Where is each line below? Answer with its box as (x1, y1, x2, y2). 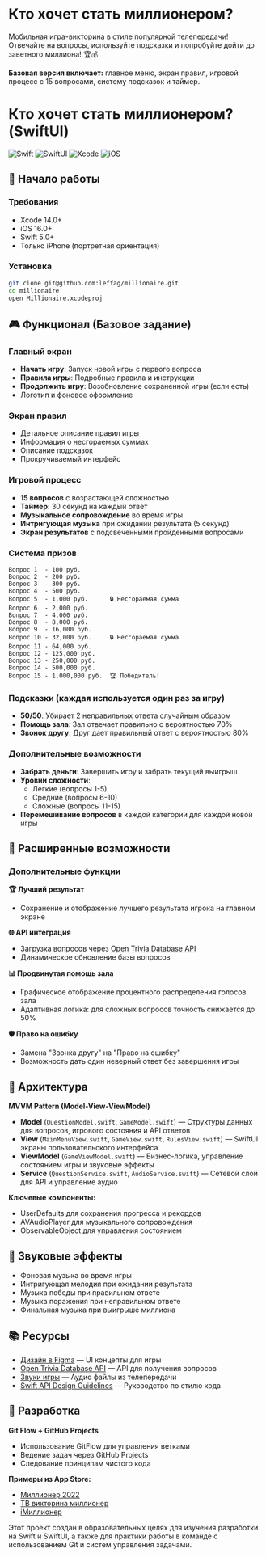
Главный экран (8, 345, 73, 357)
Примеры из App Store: (8, 1474, 91, 1483)
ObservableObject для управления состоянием (19, 1226, 182, 1235)
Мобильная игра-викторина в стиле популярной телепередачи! (8, 32, 229, 41)
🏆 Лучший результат (8, 884, 85, 894)
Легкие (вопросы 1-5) (32, 783, 108, 793)
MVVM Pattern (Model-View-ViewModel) (8, 1101, 151, 1112)
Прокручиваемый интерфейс (19, 454, 121, 464)
